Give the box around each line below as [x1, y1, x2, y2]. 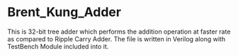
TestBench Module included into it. [7, 42, 109, 50]
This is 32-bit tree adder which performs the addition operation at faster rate [7, 27, 231, 36]
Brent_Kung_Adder [7, 4, 122, 20]
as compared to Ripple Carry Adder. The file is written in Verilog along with [7, 34, 225, 43]
